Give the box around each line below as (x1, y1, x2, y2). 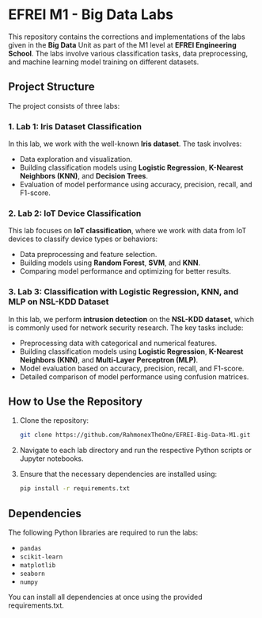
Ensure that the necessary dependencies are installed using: (19, 470, 218, 479)
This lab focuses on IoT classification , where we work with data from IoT (8, 226, 247, 236)
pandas (19, 545, 42, 553)
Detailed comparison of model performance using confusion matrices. (19, 371, 249, 382)
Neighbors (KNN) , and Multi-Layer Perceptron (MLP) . (19, 355, 199, 364)
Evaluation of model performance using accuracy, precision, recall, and (19, 180, 253, 190)
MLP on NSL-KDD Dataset (8, 296, 109, 307)
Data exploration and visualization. (19, 155, 133, 164)
